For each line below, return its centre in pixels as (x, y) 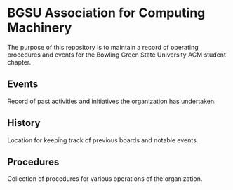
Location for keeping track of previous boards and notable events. (103, 140)
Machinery (40, 28)
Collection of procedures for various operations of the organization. (105, 179)
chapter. (19, 62)
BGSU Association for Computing (106, 13)
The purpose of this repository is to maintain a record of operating (103, 47)
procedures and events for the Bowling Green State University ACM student (116, 55)
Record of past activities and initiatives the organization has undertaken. (112, 101)
